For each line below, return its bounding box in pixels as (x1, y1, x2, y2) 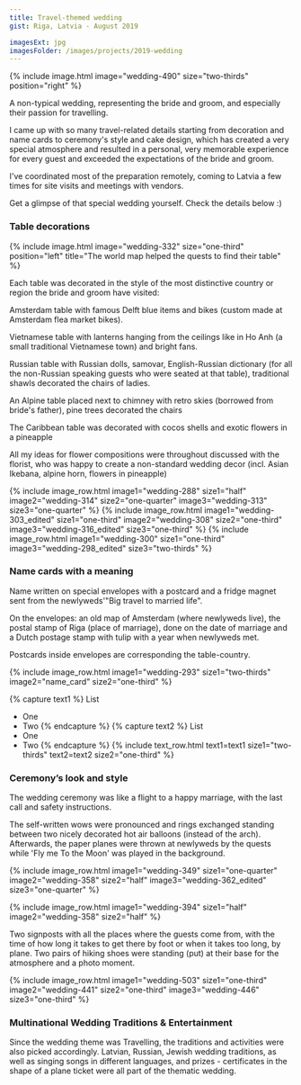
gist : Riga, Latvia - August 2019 (9, 22, 139, 31)
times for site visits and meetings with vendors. (9, 181, 184, 192)
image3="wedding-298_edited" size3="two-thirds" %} (9, 542, 213, 553)
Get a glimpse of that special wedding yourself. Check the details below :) (9, 198, 283, 209)
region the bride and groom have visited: (9, 287, 160, 298)
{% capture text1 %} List (9, 694, 100, 704)
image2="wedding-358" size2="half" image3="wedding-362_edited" (9, 874, 267, 886)
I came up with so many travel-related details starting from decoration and (9, 125, 285, 136)
